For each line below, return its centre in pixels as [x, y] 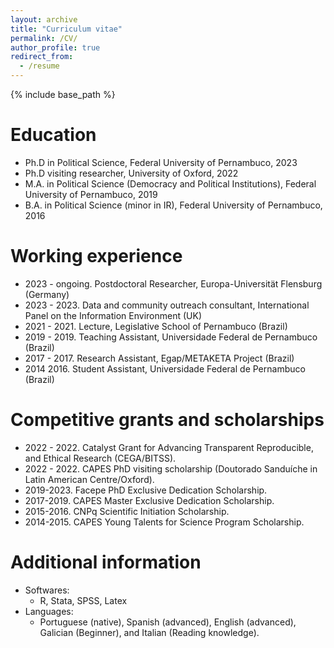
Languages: [49, 611]
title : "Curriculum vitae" [66, 29]
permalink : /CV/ [44, 38]
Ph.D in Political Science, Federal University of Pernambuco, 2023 [161, 162]
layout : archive [44, 19]
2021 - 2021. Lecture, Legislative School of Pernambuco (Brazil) [156, 326]
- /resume [39, 66]
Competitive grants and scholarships [167, 420]
